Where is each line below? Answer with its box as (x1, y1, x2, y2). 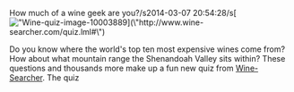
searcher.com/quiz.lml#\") (9, 27, 106, 37)
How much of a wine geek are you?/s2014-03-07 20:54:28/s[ (9, 8, 238, 18)
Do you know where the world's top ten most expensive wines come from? (9, 44, 285, 54)
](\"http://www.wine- (126, 17, 204, 28)
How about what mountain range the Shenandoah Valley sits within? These (9, 54, 286, 63)
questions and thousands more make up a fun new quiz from (9, 63, 234, 73)
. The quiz (42, 72, 80, 83)
